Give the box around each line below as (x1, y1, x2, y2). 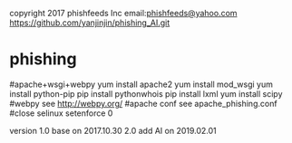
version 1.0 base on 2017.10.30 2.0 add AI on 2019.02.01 (9, 125, 218, 136)
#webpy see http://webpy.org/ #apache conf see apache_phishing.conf (9, 98, 278, 109)
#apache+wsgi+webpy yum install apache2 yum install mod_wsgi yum (9, 79, 274, 90)
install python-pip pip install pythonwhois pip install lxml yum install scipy (9, 88, 283, 99)
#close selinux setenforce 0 (9, 108, 113, 119)
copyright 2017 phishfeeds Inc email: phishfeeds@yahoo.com (9, 8, 238, 18)
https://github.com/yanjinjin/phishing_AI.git (9, 17, 170, 28)
